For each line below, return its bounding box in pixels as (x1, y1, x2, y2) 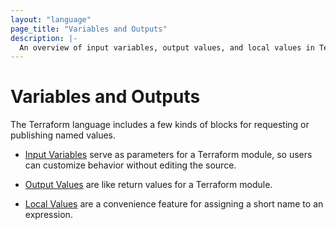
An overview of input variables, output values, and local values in (19, 42, 315, 53)
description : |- (10, 33, 78, 43)
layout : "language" (10, 14, 92, 25)
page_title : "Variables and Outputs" (10, 24, 168, 34)
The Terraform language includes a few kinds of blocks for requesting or (10, 119, 310, 131)
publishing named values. (10, 129, 117, 141)
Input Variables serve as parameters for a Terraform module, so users (24, 149, 313, 161)
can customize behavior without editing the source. (24, 159, 237, 171)
